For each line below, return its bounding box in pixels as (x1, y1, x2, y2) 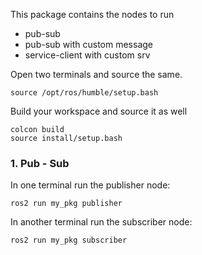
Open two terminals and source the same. (10, 69, 183, 80)
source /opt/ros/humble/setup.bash (10, 88, 159, 98)
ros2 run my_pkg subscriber (10, 235, 128, 246)
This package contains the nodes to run (10, 9, 175, 20)
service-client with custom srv (24, 49, 151, 61)
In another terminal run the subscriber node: (10, 216, 193, 228)
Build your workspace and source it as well (10, 105, 188, 117)
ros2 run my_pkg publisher (10, 199, 123, 209)
